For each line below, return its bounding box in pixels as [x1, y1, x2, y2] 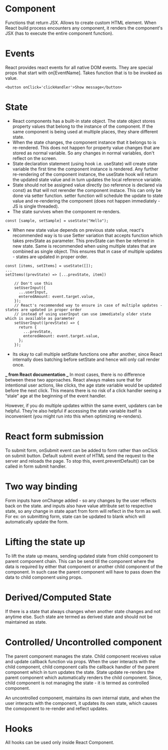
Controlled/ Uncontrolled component [5, 636, 162, 648]
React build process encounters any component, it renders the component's [5, 25, 163, 31]
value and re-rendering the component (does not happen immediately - [12, 198, 160, 204]
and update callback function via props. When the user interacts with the [5, 658, 156, 664]
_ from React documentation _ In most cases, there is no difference [5, 371, 145, 378]
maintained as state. [5, 619, 47, 625]
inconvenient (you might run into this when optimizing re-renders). [5, 413, 142, 419]
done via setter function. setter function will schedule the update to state [12, 193, 163, 199]
